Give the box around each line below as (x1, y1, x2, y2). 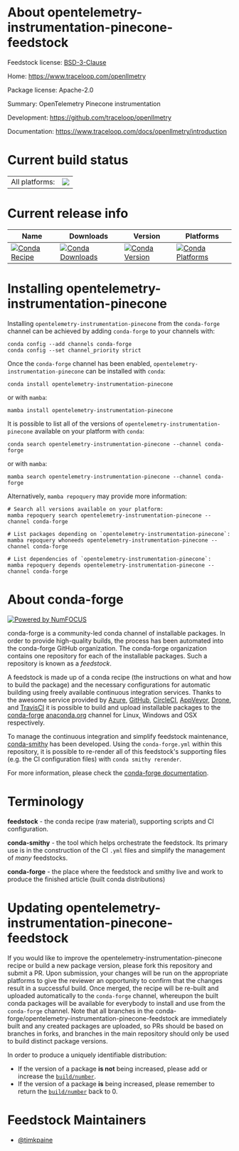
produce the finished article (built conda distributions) (7, 875, 166, 883)
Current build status (7, 152, 129, 168)
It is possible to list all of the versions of (7, 419, 124, 428)
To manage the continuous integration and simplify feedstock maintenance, (7, 732, 229, 740)
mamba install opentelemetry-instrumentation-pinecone (7, 406, 174, 414)
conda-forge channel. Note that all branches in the (7, 1007, 154, 1015)
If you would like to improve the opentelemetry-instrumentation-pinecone (7, 953, 223, 962)
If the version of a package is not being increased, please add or (17, 1064, 208, 1073)
